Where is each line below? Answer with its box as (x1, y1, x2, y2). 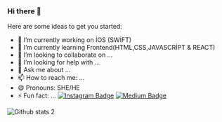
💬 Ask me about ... (17, 66, 71, 74)
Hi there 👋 (7, 6, 42, 16)
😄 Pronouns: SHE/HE (17, 83, 80, 92)
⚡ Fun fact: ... (17, 91, 56, 100)
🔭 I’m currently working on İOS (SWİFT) (17, 36, 132, 44)
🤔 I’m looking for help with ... (17, 58, 100, 67)
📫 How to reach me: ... (17, 74, 85, 82)
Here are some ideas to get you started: (7, 22, 123, 31)
